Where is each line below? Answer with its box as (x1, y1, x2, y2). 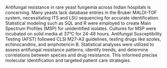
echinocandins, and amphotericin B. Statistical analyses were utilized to (5, 41, 154, 47)
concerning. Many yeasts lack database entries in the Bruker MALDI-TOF (5, 9, 157, 15)
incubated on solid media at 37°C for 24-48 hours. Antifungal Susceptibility (5, 31, 162, 36)
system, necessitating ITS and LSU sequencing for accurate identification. (5, 15, 159, 20)
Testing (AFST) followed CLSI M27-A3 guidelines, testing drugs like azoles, (5, 36, 161, 42)
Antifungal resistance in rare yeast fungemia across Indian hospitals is (5, 4, 151, 10)
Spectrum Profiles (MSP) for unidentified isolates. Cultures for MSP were (5, 25, 156, 31)
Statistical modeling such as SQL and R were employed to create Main (5, 20, 151, 26)
